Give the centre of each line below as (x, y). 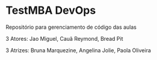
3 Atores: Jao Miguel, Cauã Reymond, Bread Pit (64, 38)
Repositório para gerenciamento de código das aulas (71, 27)
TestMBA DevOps (51, 10)
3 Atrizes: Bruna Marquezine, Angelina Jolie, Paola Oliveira (78, 50)
